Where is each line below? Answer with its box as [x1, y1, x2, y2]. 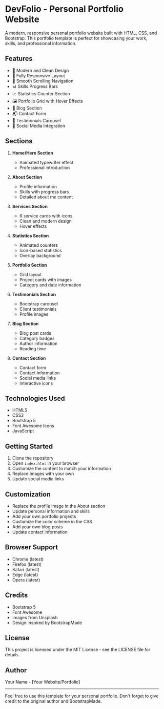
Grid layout [19, 271, 42, 277]
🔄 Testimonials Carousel [12, 117, 61, 123]
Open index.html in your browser [12, 460, 80, 466]
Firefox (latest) [12, 561, 42, 567]
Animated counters [19, 242, 58, 248]
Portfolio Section [12, 262, 47, 268]
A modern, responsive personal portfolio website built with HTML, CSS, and [5, 30, 157, 36]
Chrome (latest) [12, 556, 44, 562]
